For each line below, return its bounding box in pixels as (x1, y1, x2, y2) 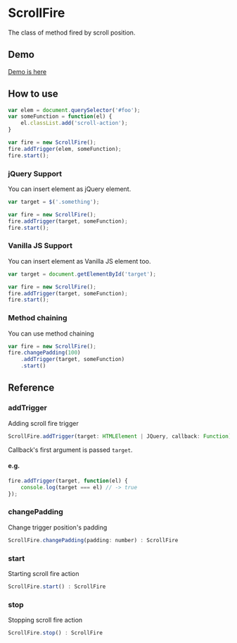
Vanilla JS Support (8, 241, 73, 251)
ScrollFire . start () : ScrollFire (8, 583, 106, 590)
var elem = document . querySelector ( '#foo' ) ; (8, 106, 141, 114)
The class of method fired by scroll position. (8, 28, 136, 37)
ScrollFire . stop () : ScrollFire (8, 630, 103, 637)
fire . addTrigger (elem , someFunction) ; (8, 145, 122, 152)
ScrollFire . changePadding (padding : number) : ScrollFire (8, 537, 179, 544)
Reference (8, 382, 55, 394)
